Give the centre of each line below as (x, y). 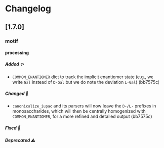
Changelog (28, 9)
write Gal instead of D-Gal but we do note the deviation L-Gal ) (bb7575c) (86, 82)
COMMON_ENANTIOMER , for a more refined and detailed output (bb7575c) (82, 116)
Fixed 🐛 (13, 128)
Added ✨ (14, 64)
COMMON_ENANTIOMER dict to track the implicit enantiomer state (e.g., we (83, 77)
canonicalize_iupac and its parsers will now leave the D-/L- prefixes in (84, 106)
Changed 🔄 (17, 93)
